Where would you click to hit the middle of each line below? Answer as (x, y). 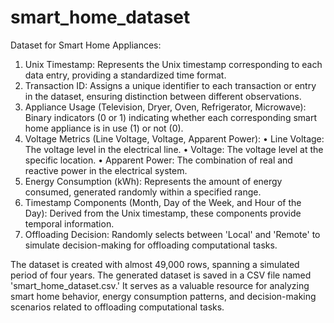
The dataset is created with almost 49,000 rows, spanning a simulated (155, 264)
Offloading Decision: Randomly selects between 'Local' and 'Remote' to (172, 234)
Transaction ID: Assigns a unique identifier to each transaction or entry (170, 85)
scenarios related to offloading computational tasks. (117, 307)
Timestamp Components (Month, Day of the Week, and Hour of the (163, 202)
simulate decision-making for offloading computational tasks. (151, 245)
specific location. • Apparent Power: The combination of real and (158, 160)
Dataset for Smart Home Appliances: (86, 45)
